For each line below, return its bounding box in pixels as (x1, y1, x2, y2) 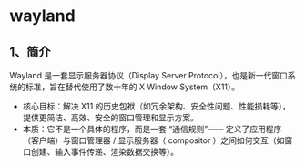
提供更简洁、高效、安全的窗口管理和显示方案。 (22, 112, 198, 123)
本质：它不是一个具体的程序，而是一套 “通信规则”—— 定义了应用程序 (22, 124, 282, 134)
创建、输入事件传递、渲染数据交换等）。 (30, 147, 179, 157)
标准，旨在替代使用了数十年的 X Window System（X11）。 (25, 81, 240, 92)
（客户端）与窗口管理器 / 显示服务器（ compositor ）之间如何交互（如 (22, 135, 285, 146)
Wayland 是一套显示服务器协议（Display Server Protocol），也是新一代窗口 (9, 70, 289, 80)
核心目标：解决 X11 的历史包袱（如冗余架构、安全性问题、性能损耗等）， (22, 101, 291, 111)
